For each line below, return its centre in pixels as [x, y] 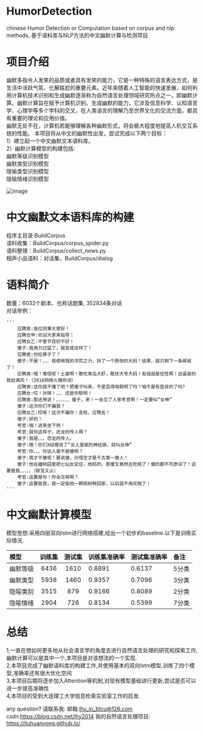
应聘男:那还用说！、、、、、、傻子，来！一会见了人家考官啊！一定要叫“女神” [95, 399]
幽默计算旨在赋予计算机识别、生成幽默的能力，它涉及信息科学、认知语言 [107, 103]
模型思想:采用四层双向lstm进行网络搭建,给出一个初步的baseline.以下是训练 [99, 532]
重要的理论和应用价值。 [41, 118]
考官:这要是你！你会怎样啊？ [48, 477]
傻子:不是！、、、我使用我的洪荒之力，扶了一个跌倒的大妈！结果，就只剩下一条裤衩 [104, 361]
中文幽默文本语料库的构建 [70, 218]
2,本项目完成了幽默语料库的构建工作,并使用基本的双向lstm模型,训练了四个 [98, 665]
